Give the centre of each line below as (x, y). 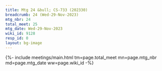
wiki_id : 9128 (20, 33)
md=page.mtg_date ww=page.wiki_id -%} (50, 63)
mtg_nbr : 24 (18, 19)
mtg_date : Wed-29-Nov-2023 (34, 29)
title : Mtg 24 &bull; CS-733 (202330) (47, 10)
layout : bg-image (24, 43)
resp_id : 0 (17, 39)
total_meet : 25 (21, 24)
